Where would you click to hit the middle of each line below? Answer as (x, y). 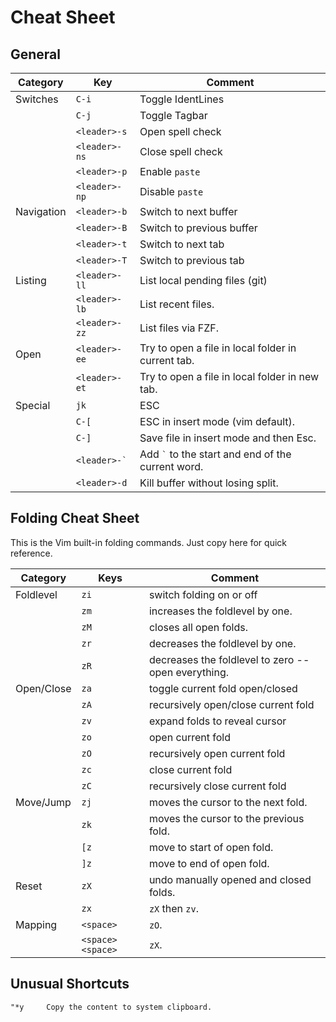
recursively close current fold (217, 786)
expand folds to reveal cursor (217, 721)
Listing (31, 280)
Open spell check (180, 131)
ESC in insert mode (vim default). (217, 421)
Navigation (41, 211)
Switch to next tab (182, 244)
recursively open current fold (217, 753)
